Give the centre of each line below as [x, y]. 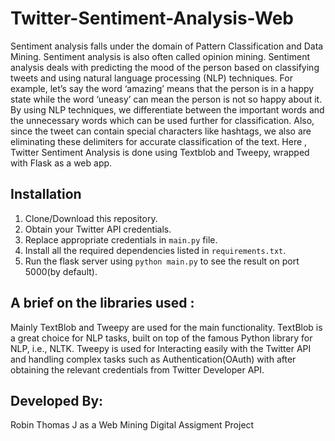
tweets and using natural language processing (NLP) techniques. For [151, 78]
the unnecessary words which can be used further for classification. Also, [162, 120]
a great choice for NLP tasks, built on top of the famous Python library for [161, 338]
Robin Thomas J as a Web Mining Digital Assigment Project [132, 425]
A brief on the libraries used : [102, 303]
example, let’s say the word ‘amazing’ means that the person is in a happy [162, 88]
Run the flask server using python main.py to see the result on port [162, 261]
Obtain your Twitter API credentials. [98, 229]
